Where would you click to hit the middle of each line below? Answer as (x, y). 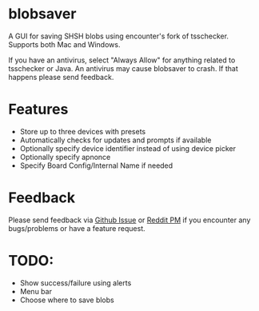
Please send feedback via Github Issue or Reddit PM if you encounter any (129, 220)
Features (38, 110)
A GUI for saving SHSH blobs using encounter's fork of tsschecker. (119, 36)
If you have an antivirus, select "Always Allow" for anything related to (122, 60)
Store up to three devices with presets (83, 131)
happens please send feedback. (61, 77)
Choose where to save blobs (67, 300)
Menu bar (36, 291)
